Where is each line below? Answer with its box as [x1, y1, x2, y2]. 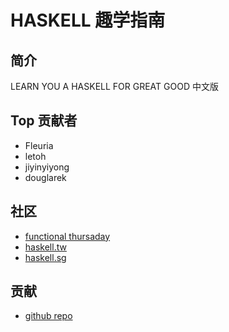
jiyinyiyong [24, 161, 70, 173]
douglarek [24, 171, 67, 183]
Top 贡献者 [10, 112, 78, 130]
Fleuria [24, 139, 54, 151]
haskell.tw [24, 241, 67, 253]
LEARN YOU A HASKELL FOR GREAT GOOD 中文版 [10, 81, 219, 92]
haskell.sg [24, 251, 67, 263]
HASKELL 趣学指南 [10, 9, 166, 32]
